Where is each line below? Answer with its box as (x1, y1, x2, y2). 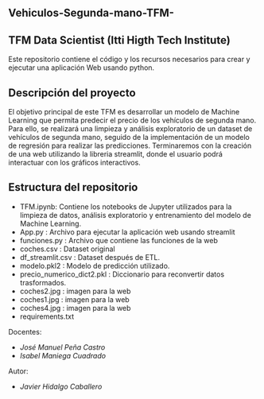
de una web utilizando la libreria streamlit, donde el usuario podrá (8, 149, 223, 159)
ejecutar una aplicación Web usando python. (8, 63, 155, 72)
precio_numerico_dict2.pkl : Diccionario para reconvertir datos (19, 269, 225, 279)
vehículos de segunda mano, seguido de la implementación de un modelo (8, 133, 250, 142)
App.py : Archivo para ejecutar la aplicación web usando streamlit (19, 227, 236, 237)
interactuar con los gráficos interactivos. (8, 158, 141, 168)
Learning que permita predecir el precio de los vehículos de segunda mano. (8, 115, 257, 126)
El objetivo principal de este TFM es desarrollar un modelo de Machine (8, 107, 240, 117)
